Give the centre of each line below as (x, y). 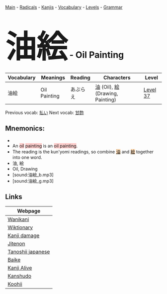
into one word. (27, 157)
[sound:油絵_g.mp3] (33, 181)
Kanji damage (24, 235)
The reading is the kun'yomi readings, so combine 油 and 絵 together (83, 152)
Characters (117, 78)
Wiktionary (20, 227)
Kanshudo (19, 276)
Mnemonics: (25, 129)
